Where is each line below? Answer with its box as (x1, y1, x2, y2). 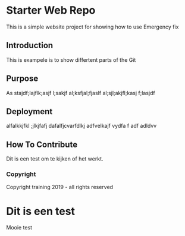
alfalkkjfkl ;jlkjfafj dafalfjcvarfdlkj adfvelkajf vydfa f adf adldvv (6, 122, 157, 130)
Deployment (6, 106, 53, 117)
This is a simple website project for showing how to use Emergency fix (6, 23, 179, 30)
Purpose (6, 74, 39, 84)
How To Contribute (6, 139, 78, 149)
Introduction (6, 40, 54, 51)
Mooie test (6, 224, 33, 231)
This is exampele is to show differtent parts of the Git (6, 56, 136, 63)
